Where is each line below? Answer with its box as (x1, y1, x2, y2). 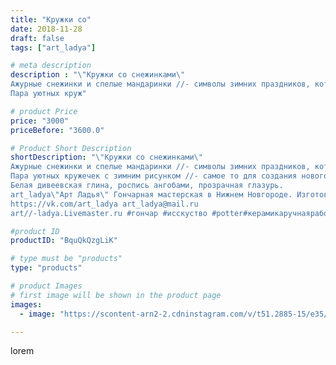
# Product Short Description (10, 143, 132, 153)
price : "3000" (10, 116, 70, 126)
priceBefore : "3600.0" (10, 125, 105, 135)
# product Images (10, 281, 83, 291)
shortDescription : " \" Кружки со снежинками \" (10, 152, 203, 163)
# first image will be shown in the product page (10, 290, 222, 300)
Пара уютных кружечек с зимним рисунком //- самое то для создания (10, 171, 298, 181)
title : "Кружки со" (10, 14, 92, 25)
